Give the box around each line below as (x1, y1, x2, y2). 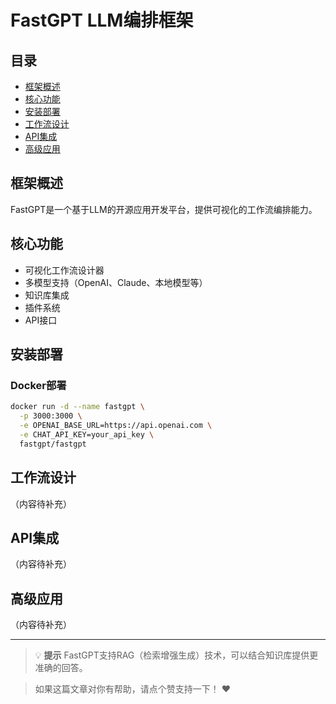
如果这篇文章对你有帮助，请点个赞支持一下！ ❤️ (34, 683, 232, 695)
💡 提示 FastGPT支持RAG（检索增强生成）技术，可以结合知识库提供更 (34, 649, 319, 661)
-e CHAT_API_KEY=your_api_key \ (19, 429, 155, 440)
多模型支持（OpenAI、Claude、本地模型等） (24, 276, 208, 288)
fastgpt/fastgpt (19, 439, 87, 449)
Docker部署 (10, 378, 67, 392)
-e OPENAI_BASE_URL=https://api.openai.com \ (19, 421, 213, 431)
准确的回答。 (34, 662, 88, 674)
